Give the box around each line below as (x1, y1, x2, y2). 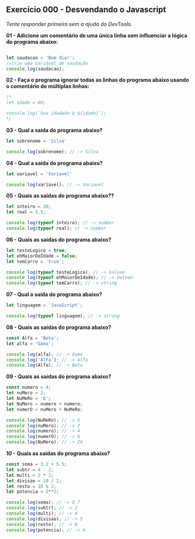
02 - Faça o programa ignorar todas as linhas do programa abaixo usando (6, 76, 190, 83)
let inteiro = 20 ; (6, 204, 51, 209)
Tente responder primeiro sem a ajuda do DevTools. (6, 20, 133, 27)
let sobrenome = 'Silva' (6, 138, 67, 144)
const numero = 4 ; (6, 385, 51, 390)
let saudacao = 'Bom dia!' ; (6, 54, 75, 61)
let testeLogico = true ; (6, 247, 67, 253)
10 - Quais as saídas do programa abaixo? (6, 450, 110, 457)
